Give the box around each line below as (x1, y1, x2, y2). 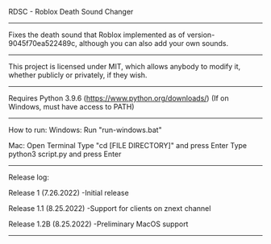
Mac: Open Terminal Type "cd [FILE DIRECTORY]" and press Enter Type (8, 141, 248, 150)
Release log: (8, 172, 50, 182)
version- (186, 30, 215, 39)
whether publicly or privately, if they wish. (8, 70, 148, 80)
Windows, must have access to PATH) (8, 102, 135, 111)
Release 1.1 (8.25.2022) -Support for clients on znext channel (8, 204, 211, 213)
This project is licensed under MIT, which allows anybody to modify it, (8, 62, 241, 71)
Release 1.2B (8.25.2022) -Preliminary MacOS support (8, 219, 189, 229)
